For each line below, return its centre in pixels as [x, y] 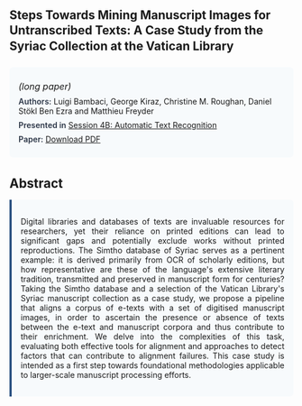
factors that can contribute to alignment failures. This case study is [153, 355]
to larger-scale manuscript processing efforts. [106, 374]
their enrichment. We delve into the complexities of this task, [153, 337]
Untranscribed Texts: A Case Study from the [137, 30]
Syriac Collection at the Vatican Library [122, 46]
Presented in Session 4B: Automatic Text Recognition [118, 125]
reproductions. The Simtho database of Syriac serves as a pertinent [153, 250]
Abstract [36, 183]
